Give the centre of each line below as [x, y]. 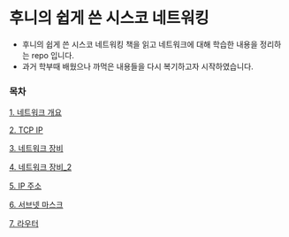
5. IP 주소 [26, 186]
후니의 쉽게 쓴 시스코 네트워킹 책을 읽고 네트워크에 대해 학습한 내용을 [140, 44]
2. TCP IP [26, 130]
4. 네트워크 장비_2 [41, 167]
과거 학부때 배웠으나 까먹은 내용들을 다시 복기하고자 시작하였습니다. [137, 66]
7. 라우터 [24, 224]
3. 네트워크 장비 [36, 149]
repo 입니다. [53, 55]
